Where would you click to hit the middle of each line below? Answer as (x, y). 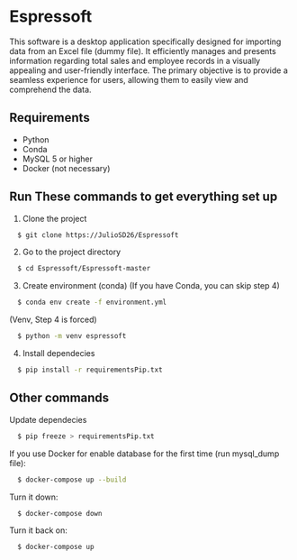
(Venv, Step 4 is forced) (53, 320)
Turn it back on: (38, 530)
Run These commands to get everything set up (144, 197)
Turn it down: (34, 497)
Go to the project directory (72, 252)
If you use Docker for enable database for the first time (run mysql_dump (144, 454)
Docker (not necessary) (66, 168)
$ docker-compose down (60, 513)
